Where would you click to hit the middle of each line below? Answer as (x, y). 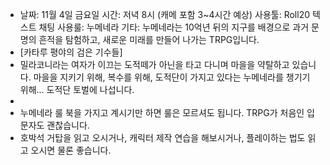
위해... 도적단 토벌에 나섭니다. (77, 89)
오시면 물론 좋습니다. (71, 150)
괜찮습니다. (68, 125)
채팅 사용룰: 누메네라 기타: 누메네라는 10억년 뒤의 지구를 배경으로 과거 (174, 27)
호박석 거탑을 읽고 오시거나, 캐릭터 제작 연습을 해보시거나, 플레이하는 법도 (162, 137)
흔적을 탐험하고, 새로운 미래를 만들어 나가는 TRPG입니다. (149, 39)
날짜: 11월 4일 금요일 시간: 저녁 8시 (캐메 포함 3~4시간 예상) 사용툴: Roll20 (164, 14)
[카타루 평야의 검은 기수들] (71, 52)
